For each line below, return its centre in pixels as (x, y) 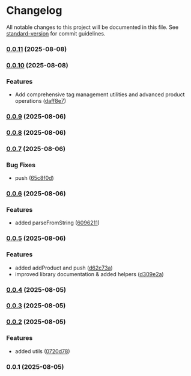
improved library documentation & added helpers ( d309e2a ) (89, 274)
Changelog (34, 11)
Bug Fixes (21, 165)
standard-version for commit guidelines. (56, 33)
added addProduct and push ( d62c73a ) (64, 268)
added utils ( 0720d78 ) (42, 351)
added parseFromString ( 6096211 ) (57, 223)
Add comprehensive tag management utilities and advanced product (100, 94)
